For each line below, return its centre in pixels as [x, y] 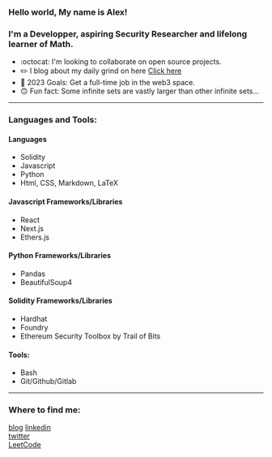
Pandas [33, 274]
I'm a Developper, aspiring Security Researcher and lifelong [128, 33]
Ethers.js [35, 237]
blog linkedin [30, 428]
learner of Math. [41, 44]
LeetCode [25, 445]
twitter [19, 436]
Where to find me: [45, 410]
